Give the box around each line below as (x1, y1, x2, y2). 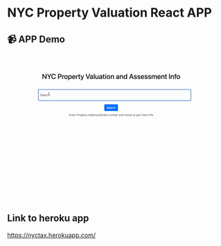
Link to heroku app (7, 213, 89, 225)
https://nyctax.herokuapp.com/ (7, 231, 96, 239)
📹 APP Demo (7, 33, 66, 45)
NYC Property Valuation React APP (7, 5, 213, 21)
